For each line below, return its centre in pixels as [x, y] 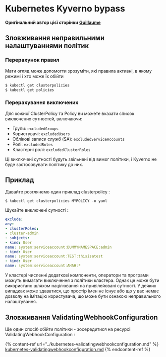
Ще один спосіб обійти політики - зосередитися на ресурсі [68, 329]
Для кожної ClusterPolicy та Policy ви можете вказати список [70, 113]
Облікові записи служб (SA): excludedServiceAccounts [68, 139]
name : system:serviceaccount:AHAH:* [43, 266]
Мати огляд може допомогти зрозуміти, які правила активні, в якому [79, 71]
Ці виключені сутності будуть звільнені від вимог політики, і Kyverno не [81, 159]
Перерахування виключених [42, 102]
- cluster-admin [22, 233]
